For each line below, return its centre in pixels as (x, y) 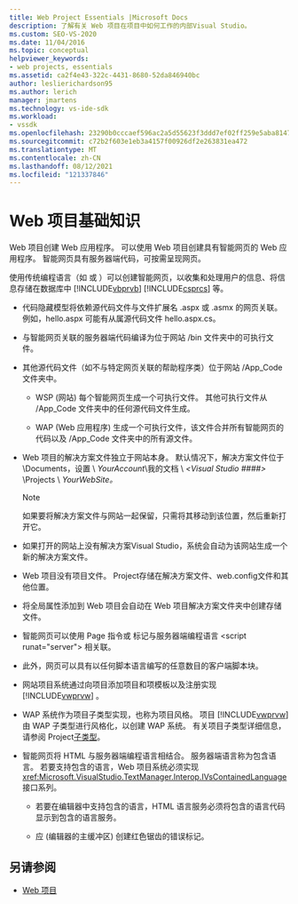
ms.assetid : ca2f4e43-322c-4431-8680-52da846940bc (105, 76)
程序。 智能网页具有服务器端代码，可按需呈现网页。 (111, 259)
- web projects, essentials (61, 68)
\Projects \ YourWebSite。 (70, 480)
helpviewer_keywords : (49, 59)
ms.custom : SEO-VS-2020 (53, 34)
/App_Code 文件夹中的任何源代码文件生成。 (115, 409)
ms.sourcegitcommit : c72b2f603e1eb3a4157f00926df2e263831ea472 (129, 141)
